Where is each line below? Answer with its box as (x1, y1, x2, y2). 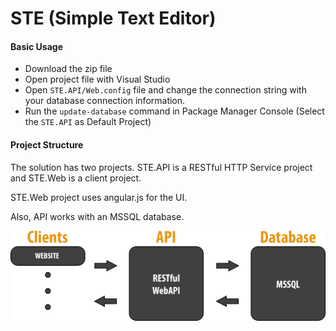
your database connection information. (24, 95, 186, 107)
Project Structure (10, 138, 84, 151)
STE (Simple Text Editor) (10, 7, 217, 30)
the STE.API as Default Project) (24, 116, 152, 128)
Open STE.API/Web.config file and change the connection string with (24, 84, 307, 96)
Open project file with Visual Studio (24, 73, 171, 86)
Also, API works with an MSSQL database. (10, 210, 185, 222)
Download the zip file (24, 63, 113, 75)
